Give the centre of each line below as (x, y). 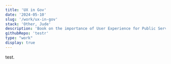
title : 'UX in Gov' (26, 10)
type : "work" (19, 38)
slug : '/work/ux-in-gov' (32, 19)
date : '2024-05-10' (26, 15)
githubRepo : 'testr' (27, 33)
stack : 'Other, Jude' (28, 24)
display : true (20, 43)
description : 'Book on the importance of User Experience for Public (81, 29)
